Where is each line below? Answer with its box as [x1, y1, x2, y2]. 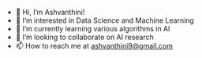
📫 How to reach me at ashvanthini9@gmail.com [15, 42, 174, 50]
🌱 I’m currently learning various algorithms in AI [15, 24, 170, 33]
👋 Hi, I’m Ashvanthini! [15, 8, 85, 16]
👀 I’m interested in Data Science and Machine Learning [15, 16, 195, 25]
